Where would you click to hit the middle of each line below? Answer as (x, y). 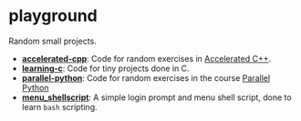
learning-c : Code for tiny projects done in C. (105, 68)
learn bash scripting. (59, 106)
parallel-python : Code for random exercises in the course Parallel (146, 77)
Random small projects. (52, 41)
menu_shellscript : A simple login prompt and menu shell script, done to (157, 97)
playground (53, 16)
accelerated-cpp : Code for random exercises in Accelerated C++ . (146, 58)
